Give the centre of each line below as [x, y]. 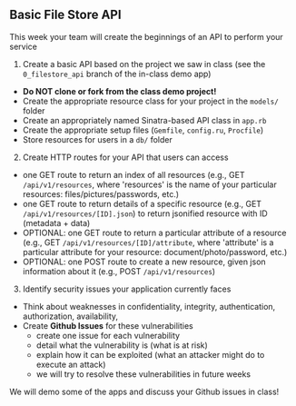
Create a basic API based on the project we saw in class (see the [144, 64]
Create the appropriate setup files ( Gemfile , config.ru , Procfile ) [143, 130]
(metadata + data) [56, 223]
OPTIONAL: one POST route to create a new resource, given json [144, 262]
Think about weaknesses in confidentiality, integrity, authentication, [149, 306]
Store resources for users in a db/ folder [97, 139]
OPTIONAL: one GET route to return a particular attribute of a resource [154, 233]
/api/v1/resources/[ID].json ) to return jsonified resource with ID [145, 213]
